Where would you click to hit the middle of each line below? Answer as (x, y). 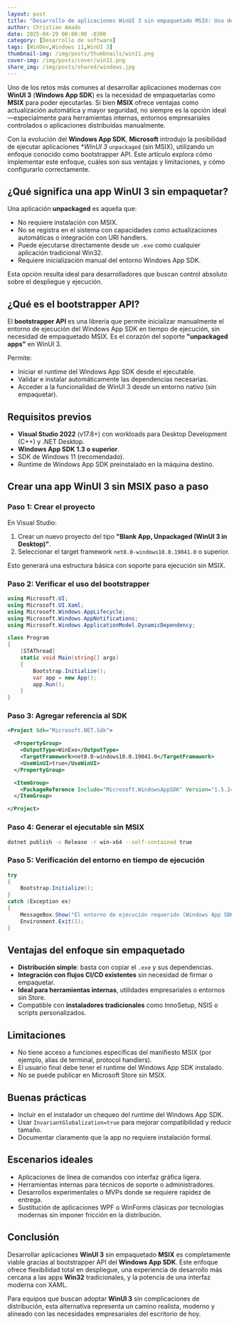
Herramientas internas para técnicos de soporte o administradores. (116, 1185)
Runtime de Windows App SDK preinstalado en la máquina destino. (116, 465)
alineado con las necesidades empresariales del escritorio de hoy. (104, 1314)
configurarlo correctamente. (49, 169)
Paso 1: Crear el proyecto (51, 507)
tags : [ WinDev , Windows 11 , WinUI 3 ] (60, 47)
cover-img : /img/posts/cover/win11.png (67, 61)
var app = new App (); (65, 678)
